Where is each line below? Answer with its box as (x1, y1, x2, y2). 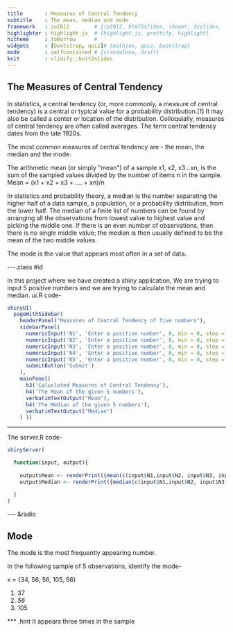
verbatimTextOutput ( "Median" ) (25, 408, 113, 415)
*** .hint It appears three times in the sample (7, 617, 135, 626)
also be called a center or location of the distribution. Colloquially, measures (7, 114, 225, 122)
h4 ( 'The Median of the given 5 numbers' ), (25, 401, 150, 408)
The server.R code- (7, 433, 63, 442)
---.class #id (7, 263, 44, 271)
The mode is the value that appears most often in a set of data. (7, 249, 187, 258)
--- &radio (7, 510, 36, 518)
